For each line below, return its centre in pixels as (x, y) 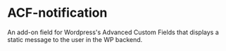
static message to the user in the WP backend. (75, 39)
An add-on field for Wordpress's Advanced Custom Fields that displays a (113, 32)
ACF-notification (57, 13)
